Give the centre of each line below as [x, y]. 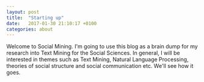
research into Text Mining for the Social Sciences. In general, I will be [93, 53]
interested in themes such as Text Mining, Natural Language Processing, [97, 59]
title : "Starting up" [35, 18]
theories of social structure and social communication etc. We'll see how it [100, 66]
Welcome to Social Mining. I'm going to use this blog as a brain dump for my [102, 47]
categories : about [30, 29]
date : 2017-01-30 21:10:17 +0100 [52, 23]
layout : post [23, 12]
